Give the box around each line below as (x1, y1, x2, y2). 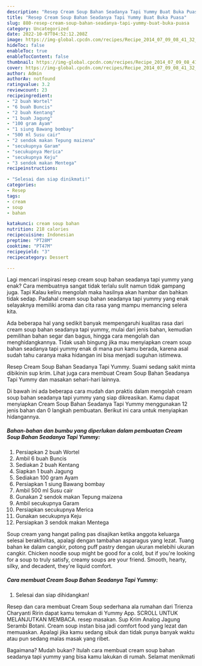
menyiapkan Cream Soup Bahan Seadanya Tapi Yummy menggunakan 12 (7, 401, 188, 408)
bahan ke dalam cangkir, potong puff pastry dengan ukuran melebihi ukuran (7, 543, 195, 550)
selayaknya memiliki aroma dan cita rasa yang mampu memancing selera (7, 301, 188, 309)
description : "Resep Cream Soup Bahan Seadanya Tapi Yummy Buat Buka (7, 8, 185, 15)
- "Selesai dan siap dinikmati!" (7, 176, 91, 182)
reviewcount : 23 (7, 87, 47, 93)
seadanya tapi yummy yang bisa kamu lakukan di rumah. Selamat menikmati (7, 653, 195, 661)
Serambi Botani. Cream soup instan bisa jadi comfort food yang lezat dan (7, 622, 188, 629)
